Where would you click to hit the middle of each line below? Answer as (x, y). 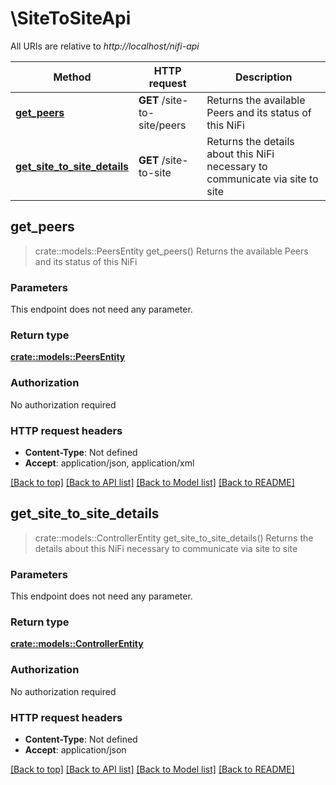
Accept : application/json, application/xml (109, 463)
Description (263, 77)
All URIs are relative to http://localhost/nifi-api (105, 46)
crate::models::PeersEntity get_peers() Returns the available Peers (171, 251)
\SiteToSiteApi (71, 18)
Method (72, 77)
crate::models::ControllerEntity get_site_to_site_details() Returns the (174, 538)
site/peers (162, 125)
